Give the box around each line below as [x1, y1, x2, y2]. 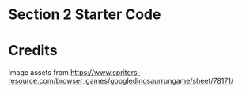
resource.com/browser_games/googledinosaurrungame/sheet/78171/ [8, 76, 234, 86]
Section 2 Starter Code [8, 6, 161, 24]
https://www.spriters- [70, 68, 141, 77]
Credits [8, 42, 58, 60]
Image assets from [8, 68, 70, 77]
